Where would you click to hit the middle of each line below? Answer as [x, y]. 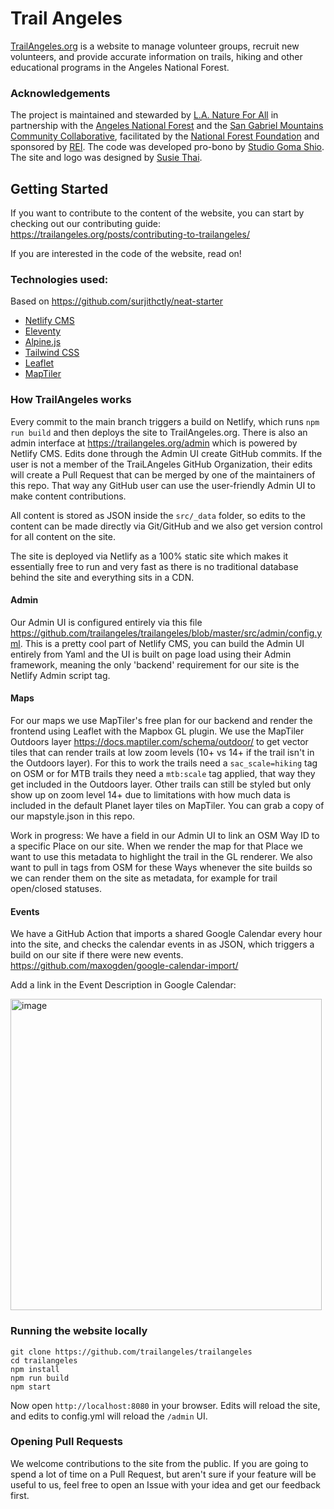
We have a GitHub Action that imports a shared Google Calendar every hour [166, 934]
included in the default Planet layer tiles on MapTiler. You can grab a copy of [167, 806]
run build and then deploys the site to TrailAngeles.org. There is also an [159, 432]
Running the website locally [79, 1331]
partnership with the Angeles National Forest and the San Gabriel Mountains [167, 126]
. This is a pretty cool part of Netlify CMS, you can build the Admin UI [162, 643]
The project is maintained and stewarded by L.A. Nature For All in [144, 115]
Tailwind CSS [52, 353]
